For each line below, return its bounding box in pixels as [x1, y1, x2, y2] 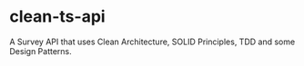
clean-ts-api [9, 6, 106, 27]
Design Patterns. [9, 45, 73, 56]
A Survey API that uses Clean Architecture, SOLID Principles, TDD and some [9, 36, 296, 47]
